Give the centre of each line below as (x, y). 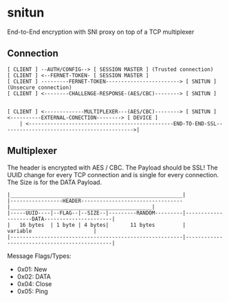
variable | (52, 231)
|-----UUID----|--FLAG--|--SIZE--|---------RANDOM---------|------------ (115, 213)
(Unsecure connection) (40, 88)
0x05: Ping (32, 291)
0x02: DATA (34, 276)
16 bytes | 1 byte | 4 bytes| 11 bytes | (103, 225)
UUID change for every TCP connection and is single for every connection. (113, 174)
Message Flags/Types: (39, 256)
